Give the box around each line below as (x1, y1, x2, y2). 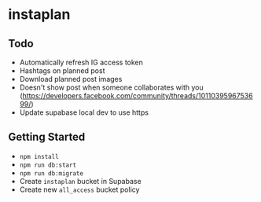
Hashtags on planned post (19, 66, 105, 75)
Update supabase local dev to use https (19, 108, 149, 117)
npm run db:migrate (19, 169, 84, 178)
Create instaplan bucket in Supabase (19, 176, 142, 185)
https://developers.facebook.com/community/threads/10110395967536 (22, 91, 253, 100)
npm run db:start (19, 161, 77, 169)
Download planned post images (19, 75, 123, 83)
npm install (19, 152, 59, 160)
